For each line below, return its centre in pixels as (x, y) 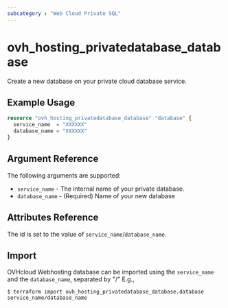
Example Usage (41, 103)
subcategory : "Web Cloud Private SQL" (64, 13)
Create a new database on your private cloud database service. (97, 81)
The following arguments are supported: (64, 175)
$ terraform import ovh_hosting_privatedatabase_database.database (106, 292)
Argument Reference (53, 159)
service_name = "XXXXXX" (50, 125)
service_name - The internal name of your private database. (101, 189)
